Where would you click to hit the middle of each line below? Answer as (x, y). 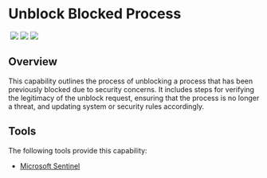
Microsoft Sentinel (50, 166)
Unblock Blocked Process (95, 14)
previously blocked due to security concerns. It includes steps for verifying (132, 89)
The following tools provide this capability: (78, 150)
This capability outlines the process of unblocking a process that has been (131, 81)
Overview (33, 62)
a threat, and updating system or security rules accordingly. (106, 106)
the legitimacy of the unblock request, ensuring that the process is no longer (134, 98)
